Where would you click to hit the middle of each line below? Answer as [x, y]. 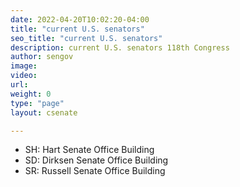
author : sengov [42, 57]
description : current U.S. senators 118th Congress [120, 47]
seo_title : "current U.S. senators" [86, 38]
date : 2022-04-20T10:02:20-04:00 [80, 19]
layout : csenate [44, 112]
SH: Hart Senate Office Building [89, 150]
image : [24, 66]
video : [24, 76]
